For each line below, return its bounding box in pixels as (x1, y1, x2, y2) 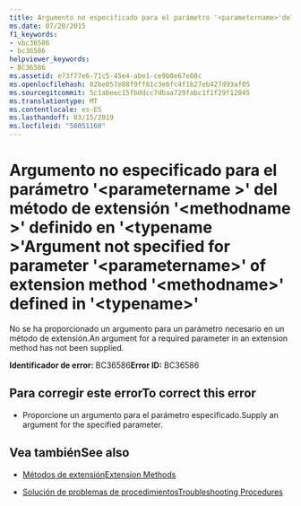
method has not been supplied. (9, 342, 125, 353)
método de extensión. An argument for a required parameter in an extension (9, 333, 288, 344)
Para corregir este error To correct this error (9, 386, 257, 401)
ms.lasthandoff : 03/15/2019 (9, 113, 115, 122)
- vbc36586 (9, 38, 50, 48)
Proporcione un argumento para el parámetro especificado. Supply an (21, 409, 279, 420)
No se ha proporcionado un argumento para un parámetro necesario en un (9, 323, 285, 334)
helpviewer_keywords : (9, 55, 90, 64)
